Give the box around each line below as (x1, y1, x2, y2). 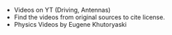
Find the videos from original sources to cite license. (13, 13, 166, 21)
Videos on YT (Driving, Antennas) (13, 6, 111, 14)
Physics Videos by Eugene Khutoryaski (13, 21, 127, 28)
